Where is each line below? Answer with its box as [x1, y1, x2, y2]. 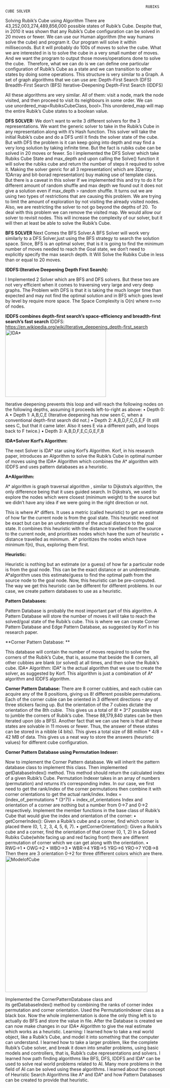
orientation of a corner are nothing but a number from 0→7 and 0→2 [5, 802, 148, 808]
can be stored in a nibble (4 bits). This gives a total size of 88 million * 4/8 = [5, 729, 163, 735]
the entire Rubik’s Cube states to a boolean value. [5, 108, 109, 114]
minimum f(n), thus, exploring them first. [5, 542, 90, 547]
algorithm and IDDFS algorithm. [5, 676, 71, 681]
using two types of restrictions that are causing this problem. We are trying [5, 193, 161, 199]
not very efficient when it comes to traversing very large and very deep [5, 282, 154, 288]
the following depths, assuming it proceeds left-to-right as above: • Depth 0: [5, 407, 165, 412]
